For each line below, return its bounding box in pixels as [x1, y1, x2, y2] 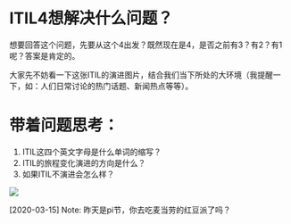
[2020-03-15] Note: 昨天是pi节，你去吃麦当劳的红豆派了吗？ [9, 204, 231, 215]
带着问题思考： [9, 115, 120, 136]
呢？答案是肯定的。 [9, 50, 80, 61]
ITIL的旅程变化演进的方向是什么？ [21, 157, 146, 168]
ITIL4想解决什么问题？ [9, 8, 174, 29]
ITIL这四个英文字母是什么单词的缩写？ [21, 146, 162, 157]
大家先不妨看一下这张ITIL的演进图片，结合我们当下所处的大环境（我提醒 [9, 69, 274, 80]
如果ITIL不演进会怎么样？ [21, 169, 115, 179]
